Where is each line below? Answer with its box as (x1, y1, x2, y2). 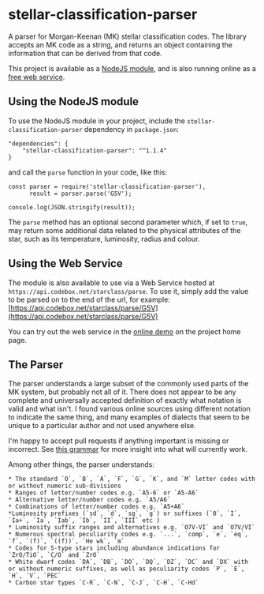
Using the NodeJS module (8, 95, 139, 108)
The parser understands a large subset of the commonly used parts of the (8, 379, 249, 389)
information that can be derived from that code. (8, 48, 163, 58)
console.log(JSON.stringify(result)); (8, 203, 136, 211)
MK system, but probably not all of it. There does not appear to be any (8, 387, 236, 397)
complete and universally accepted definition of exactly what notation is (8, 396, 242, 405)
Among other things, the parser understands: (8, 460, 155, 469)
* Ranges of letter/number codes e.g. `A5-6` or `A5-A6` (8, 489, 199, 497)
